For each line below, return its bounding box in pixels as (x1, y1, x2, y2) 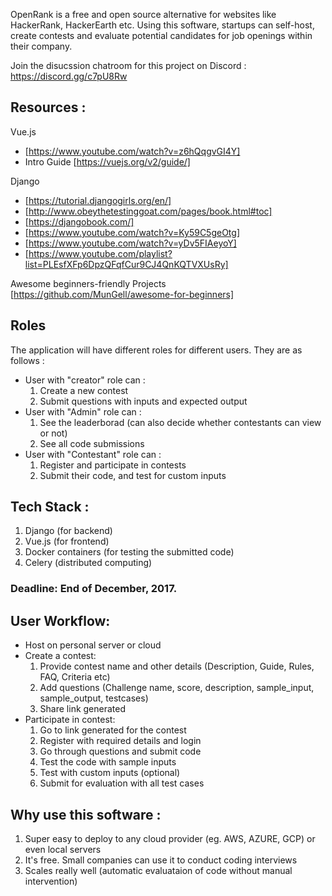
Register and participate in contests (39, 459, 187, 471)
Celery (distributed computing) (24, 557, 153, 569)
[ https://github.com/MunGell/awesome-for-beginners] (10, 288, 235, 300)
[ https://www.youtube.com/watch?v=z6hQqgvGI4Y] (24, 145, 241, 157)
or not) (39, 427, 68, 439)
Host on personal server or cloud (24, 639, 162, 651)
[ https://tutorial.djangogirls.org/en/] (24, 194, 172, 206)
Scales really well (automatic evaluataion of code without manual (24, 864, 293, 876)
